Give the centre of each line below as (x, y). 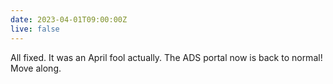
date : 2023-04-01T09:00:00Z (69, 19)
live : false (35, 29)
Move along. (36, 68)
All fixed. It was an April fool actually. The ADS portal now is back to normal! (166, 57)
